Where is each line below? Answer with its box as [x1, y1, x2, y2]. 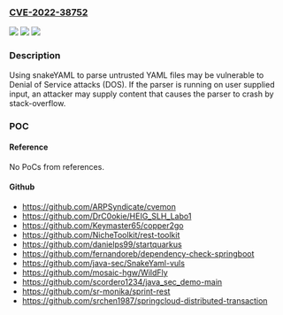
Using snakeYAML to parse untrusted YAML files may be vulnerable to [9, 69, 264, 81]
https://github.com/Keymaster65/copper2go [21, 219, 184, 231]
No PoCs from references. [9, 161, 104, 172]
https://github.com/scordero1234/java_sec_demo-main [21, 276, 223, 287]
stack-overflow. [9, 97, 66, 108]
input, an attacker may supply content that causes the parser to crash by [9, 88, 274, 99]
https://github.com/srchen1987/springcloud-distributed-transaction [21, 295, 268, 306]
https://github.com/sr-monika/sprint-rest [21, 286, 171, 296]
